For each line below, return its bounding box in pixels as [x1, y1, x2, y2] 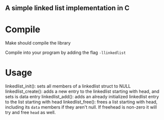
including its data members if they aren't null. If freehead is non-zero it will [5, 104, 157, 110]
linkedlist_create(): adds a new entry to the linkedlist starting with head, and [5, 88, 160, 94]
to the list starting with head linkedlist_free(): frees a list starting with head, [5, 99, 158, 105]
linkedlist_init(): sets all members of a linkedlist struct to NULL [5, 83, 131, 89]
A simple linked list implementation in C [5, 4, 130, 12]
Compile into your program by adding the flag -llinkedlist [5, 49, 126, 56]
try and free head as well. [5, 110, 56, 116]
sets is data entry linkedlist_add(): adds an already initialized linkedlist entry [5, 94, 160, 100]
